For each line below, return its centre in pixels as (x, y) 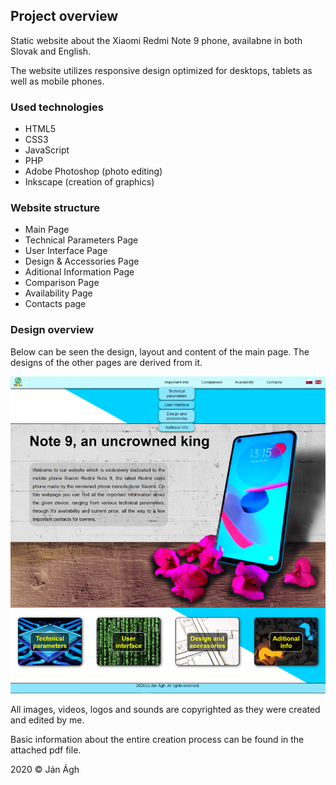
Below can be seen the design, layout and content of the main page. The (160, 351)
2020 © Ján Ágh (45, 770)
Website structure (55, 208)
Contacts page (55, 304)
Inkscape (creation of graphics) (89, 182)
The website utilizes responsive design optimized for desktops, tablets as (161, 70)
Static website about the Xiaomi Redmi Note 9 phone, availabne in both (156, 40)
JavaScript (47, 150)
